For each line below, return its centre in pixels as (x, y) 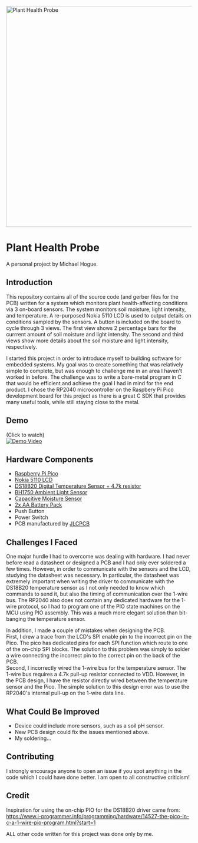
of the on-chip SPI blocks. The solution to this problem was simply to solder (98, 649)
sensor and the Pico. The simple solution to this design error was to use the (98, 687)
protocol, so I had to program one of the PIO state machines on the (99, 607)
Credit (18, 796)
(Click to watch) (25, 435)
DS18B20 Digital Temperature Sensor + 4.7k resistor (78, 486)
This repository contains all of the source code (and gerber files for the (92, 296)
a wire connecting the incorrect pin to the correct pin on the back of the (93, 656)
